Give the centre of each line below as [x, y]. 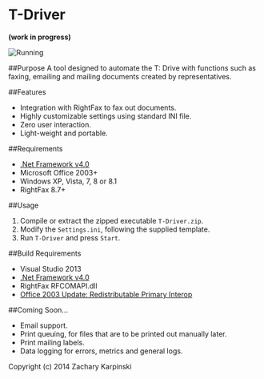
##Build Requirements [45, 253]
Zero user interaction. [56, 124]
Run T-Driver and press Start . [70, 237]
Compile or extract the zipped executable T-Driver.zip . [112, 220]
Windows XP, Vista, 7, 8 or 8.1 [68, 181]
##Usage [24, 205]
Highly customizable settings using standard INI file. [106, 116]
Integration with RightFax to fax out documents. [98, 107]
